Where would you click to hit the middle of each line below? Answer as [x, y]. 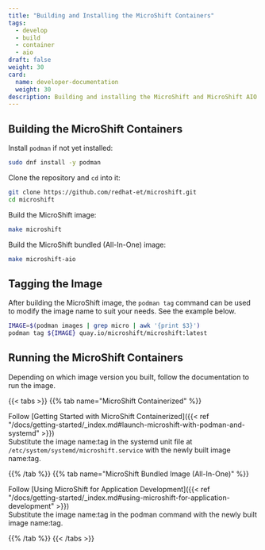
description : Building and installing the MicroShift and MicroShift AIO [133, 97]
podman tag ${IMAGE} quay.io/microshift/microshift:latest [108, 333]
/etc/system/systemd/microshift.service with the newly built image [120, 450]
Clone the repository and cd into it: [64, 177]
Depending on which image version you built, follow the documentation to [129, 377]
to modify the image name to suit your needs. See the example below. [122, 311]
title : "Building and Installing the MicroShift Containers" [111, 15]
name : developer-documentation [67, 82]
